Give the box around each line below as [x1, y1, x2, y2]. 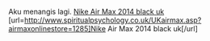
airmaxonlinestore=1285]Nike [8, 24, 107, 33]
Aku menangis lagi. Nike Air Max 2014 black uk [8, 7, 165, 16]
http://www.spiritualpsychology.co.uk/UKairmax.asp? [23, 15, 202, 25]
